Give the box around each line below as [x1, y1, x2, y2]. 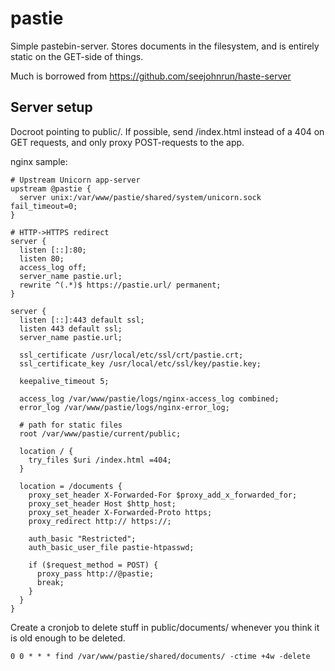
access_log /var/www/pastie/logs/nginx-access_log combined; [19, 393, 280, 404]
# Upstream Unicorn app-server [10, 175, 141, 185]
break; [36, 577, 65, 587]
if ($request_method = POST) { [28, 560, 159, 570]
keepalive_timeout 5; [19, 376, 110, 386]
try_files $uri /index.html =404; [28, 455, 172, 465]
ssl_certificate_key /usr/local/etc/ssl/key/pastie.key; [19, 358, 262, 369]
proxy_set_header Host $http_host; [28, 498, 177, 509]
